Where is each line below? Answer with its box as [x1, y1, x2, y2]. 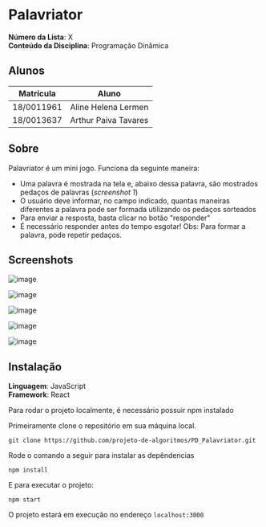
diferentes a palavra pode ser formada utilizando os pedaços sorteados [19, 204, 256, 214]
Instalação [8, 360, 62, 374]
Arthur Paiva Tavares [70, 114, 149, 125]
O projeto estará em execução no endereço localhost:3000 [8, 510, 204, 520]
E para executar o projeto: [8, 480, 95, 490]
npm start [8, 496, 42, 504]
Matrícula [18, 88, 56, 99]
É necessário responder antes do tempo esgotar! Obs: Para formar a [19, 221, 246, 231]
